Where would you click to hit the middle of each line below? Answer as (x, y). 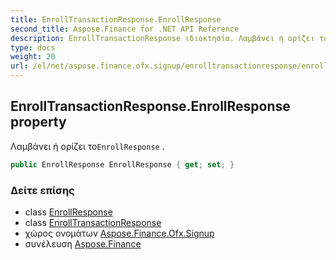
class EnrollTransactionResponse (93, 222)
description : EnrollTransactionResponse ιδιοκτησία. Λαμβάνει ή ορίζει (162, 38)
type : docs (33, 47)
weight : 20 (33, 57)
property (38, 122)
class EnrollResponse (68, 212)
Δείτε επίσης (42, 190)
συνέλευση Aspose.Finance (83, 243)
